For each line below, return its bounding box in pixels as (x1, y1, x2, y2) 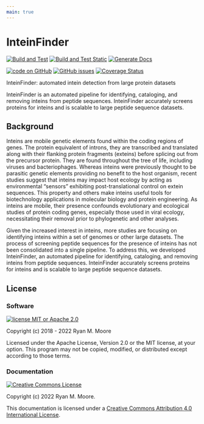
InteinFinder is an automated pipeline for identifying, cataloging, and (6, 91, 178, 98)
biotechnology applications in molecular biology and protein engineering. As (6, 196, 198, 203)
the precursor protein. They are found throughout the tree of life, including (6, 157, 193, 164)
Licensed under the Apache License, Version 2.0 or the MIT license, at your (6, 339, 196, 347)
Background (6, 121, 54, 132)
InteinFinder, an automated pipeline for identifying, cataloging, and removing (6, 253, 198, 260)
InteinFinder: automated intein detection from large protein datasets (6, 79, 176, 86)
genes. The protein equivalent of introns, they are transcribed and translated (6, 144, 198, 151)
